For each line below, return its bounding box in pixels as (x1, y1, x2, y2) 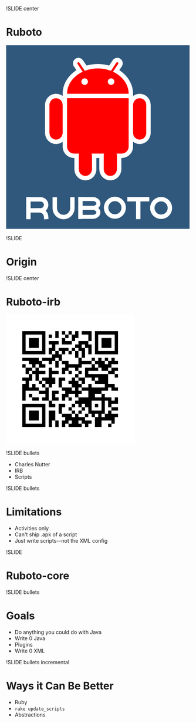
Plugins (14, 641, 33, 648)
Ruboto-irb (6, 295, 60, 309)
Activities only (14, 524, 49, 532)
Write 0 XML (14, 647, 45, 654)
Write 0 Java (14, 634, 46, 642)
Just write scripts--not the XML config (14, 537, 108, 544)
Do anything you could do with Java (14, 628, 102, 635)
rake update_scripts (14, 706, 65, 712)
